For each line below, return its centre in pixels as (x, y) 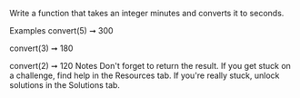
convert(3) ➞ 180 (41, 48)
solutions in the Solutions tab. (65, 85)
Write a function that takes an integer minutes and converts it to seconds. (147, 13)
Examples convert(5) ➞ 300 (61, 30)
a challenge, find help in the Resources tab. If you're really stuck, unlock (145, 75)
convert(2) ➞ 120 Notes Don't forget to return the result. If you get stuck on (150, 66)
